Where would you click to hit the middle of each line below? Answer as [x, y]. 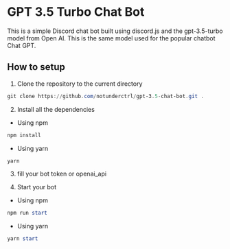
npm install [24, 135]
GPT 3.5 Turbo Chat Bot [76, 12]
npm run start [27, 213]
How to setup [36, 67]
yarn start [23, 239]
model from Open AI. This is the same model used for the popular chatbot [111, 38]
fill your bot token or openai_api [62, 174]
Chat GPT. [22, 45]
